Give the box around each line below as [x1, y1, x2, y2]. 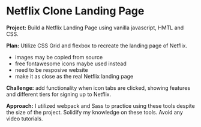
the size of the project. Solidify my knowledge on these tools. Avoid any [6, 108, 183, 116]
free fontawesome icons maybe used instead [14, 60, 127, 67]
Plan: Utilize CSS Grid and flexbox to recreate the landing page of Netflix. [6, 42, 188, 49]
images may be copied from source [14, 53, 103, 61]
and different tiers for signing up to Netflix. [6, 90, 112, 98]
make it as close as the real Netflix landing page [14, 72, 134, 80]
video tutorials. [6, 115, 43, 122]
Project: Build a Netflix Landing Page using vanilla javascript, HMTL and [6, 24, 184, 31]
